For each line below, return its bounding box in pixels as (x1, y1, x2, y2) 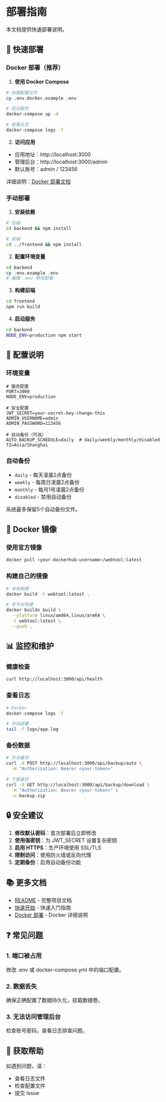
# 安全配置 (6, 405, 29, 411)
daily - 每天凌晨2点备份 (14, 471, 72, 478)
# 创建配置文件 (6, 90, 38, 95)
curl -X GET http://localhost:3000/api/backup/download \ (6, 782, 150, 788)
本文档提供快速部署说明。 (6, 26, 68, 33)
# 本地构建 (6, 586, 29, 592)
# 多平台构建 (6, 602, 33, 607)
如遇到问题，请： (6, 1063, 47, 1070)
